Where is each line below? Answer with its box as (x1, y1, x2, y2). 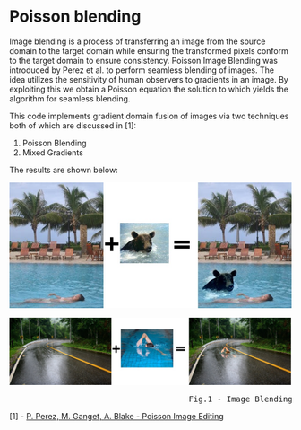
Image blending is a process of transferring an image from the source (9, 36, 266, 47)
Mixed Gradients (21, 146, 83, 158)
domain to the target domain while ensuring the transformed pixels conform (9, 45, 288, 56)
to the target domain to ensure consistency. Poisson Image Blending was (9, 55, 278, 66)
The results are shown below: (9, 164, 118, 175)
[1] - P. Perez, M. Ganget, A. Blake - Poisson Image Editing (9, 410, 224, 421)
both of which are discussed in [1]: (9, 119, 137, 131)
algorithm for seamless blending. (9, 92, 131, 104)
